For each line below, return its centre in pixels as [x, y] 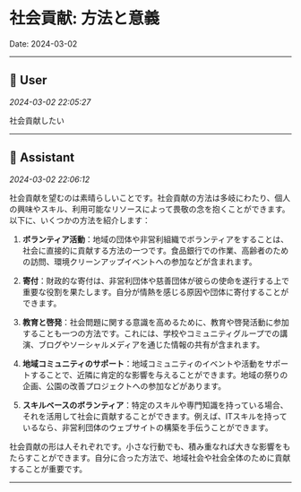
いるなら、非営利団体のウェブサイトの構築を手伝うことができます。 [147, 427]
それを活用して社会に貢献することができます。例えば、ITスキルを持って [155, 416]
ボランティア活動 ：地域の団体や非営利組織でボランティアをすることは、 [155, 239]
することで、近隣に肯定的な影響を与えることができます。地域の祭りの [159, 375]
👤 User [28, 80]
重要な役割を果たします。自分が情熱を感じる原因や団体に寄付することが [155, 291]
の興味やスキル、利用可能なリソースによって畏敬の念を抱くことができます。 [150, 209]
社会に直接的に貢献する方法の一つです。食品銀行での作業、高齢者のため [155, 250]
